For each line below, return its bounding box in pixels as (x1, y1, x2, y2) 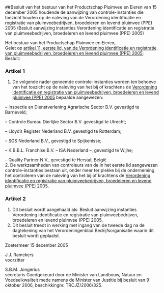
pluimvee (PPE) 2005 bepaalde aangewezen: (12, 94, 104, 100)
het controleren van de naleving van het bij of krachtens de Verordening (5, 173, 151, 178)
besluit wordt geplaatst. (12, 233, 60, 238)
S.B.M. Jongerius (5, 266, 40, 272)
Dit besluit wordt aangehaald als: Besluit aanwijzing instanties (12, 206, 137, 212)
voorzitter (5, 257, 25, 263)
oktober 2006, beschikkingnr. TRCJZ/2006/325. (5, 282, 103, 288)
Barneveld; (5, 109, 27, 115)
